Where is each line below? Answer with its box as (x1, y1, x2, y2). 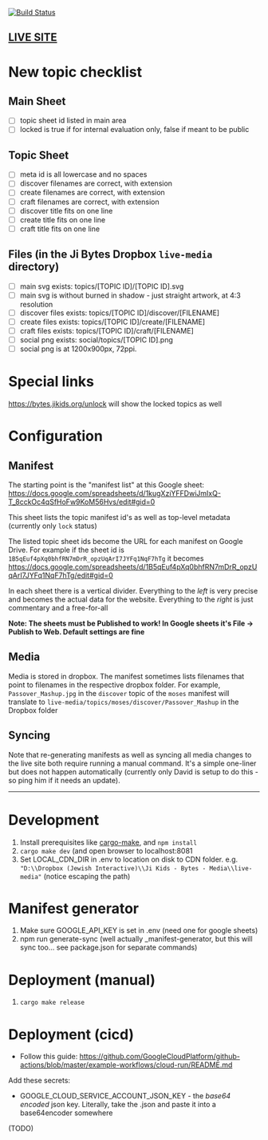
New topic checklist (8, 62, 142, 81)
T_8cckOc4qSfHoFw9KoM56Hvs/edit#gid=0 (8, 497, 156, 506)
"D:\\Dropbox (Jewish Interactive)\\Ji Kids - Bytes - (19, 864, 207, 872)
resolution (19, 299, 53, 309)
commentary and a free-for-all (8, 602, 108, 612)
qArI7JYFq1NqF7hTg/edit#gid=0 (8, 570, 113, 580)
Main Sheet (8, 94, 66, 108)
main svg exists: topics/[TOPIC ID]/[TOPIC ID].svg (19, 281, 184, 291)
